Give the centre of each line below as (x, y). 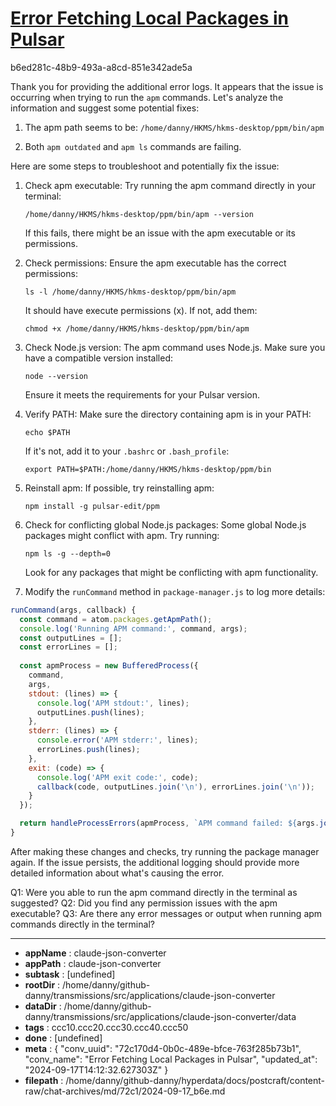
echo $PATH (47, 432)
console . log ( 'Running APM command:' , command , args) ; (133, 628)
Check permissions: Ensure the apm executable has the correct (155, 263)
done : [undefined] (63, 1038)
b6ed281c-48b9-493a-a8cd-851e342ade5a (101, 67)
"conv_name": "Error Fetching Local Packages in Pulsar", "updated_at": (171, 1059)
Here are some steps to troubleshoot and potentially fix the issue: (145, 166)
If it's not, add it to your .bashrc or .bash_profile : (127, 451)
